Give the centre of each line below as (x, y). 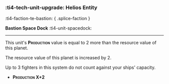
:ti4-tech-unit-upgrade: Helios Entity (51, 8)
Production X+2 (28, 77)
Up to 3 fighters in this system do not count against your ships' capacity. (80, 67)
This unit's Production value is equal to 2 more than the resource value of (81, 43)
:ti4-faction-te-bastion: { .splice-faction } (48, 19)
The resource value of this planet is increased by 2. (58, 58)
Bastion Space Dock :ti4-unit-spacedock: (49, 28)
